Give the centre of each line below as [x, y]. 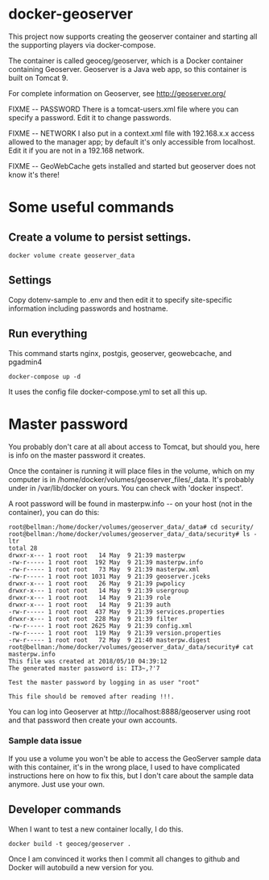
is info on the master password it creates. [77, 455]
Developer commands [65, 809]
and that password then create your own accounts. [93, 720]
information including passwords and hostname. [88, 308]
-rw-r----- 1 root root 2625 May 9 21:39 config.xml [101, 626]
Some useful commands [91, 207]
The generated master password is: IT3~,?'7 [84, 668]
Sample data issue [45, 741]
